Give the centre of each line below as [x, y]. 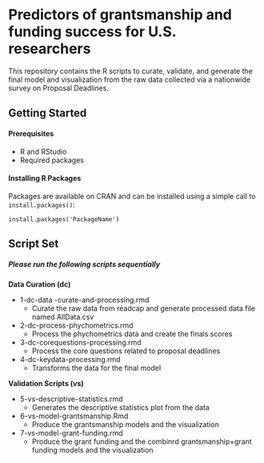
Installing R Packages [45, 179]
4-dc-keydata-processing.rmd [70, 360]
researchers [50, 49]
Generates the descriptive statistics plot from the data [120, 408]
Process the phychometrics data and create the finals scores [132, 334]
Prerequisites [31, 133]
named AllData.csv [63, 317]
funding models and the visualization [92, 450]
